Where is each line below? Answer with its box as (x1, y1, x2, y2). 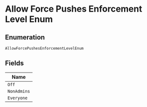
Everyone (7, 95, 28, 101)
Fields (5, 59, 24, 68)
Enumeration (5, 33, 45, 41)
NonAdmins (7, 89, 30, 94)
